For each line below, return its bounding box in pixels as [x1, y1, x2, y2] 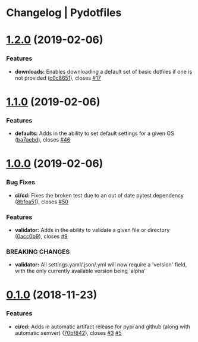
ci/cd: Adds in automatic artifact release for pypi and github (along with [14, 323, 190, 330]
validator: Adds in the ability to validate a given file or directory [14, 226, 170, 233]
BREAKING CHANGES [6, 247, 70, 256]
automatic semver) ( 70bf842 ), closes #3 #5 [14, 329, 122, 336]
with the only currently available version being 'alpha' [14, 268, 146, 275]
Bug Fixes [6, 178, 36, 187]
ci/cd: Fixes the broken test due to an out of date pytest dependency [14, 192, 184, 199]
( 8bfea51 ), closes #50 [14, 198, 68, 205]
